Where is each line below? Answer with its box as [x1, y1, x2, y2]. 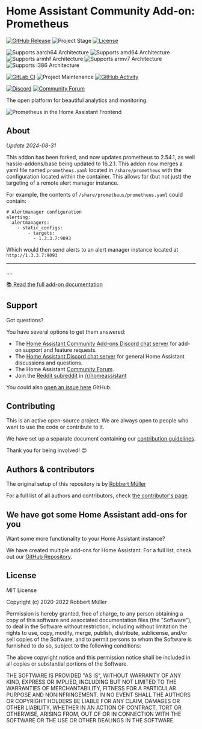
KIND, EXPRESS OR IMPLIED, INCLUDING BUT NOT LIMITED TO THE [6, 678, 177, 686]
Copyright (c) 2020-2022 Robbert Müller [6, 598, 107, 605]
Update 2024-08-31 [6, 142, 56, 149]
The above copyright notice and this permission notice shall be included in [6, 654, 191, 661]
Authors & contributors [6, 464, 95, 474]
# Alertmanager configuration [6, 209, 82, 215]
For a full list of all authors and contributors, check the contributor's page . [6, 492, 189, 499]
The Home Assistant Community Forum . [14, 365, 114, 372]
